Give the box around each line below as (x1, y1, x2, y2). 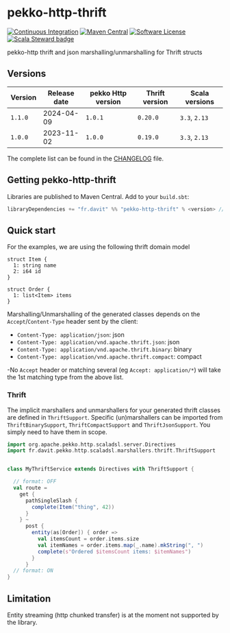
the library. (7, 618, 38, 626)
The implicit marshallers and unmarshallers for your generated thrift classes (7, 406, 221, 414)
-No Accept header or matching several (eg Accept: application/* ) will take (7, 366, 221, 374)
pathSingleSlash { (25, 497, 78, 504)
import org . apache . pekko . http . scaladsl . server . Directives (7, 441, 176, 448)
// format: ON (13, 567, 53, 574)
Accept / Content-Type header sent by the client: (7, 318, 138, 326)
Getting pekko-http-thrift (7, 174, 116, 186)
